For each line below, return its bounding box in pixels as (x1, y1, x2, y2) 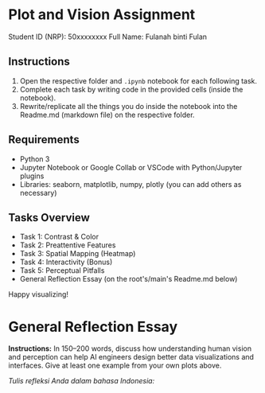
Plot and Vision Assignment (8, 6, 196, 24)
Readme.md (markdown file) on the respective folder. (19, 110, 195, 119)
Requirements (8, 133, 80, 146)
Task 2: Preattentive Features (19, 240, 116, 250)
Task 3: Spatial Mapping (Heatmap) (19, 249, 136, 259)
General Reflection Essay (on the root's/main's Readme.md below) (19, 274, 238, 284)
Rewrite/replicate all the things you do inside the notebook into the (19, 101, 238, 111)
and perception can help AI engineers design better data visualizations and (8, 352, 255, 362)
